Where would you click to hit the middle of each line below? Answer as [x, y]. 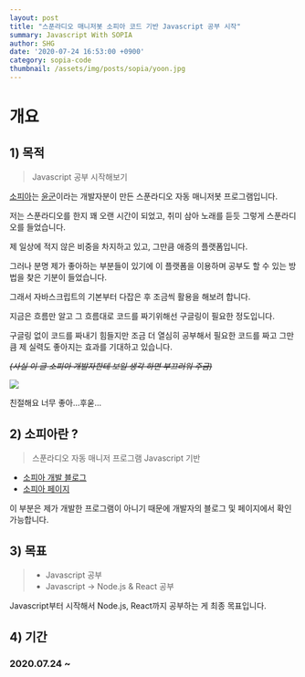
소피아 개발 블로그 [54, 477]
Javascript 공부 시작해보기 [79, 177]
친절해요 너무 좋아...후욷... [56, 402]
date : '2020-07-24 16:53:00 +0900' [77, 52]
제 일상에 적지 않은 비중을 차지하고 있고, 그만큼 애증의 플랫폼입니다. [129, 246]
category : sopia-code [51, 60]
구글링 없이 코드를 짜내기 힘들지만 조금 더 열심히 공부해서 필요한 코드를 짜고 [143, 335]
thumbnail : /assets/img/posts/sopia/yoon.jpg [97, 69]
